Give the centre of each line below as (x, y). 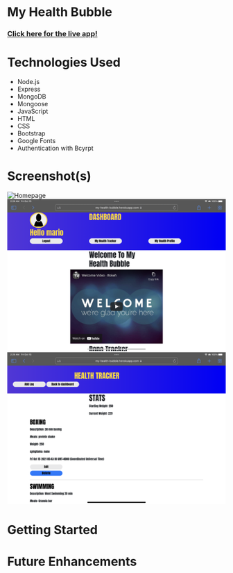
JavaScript (33, 111)
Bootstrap (31, 133)
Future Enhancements (72, 562)
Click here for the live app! (52, 34)
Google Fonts (36, 141)
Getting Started (53, 530)
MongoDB (32, 97)
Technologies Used (64, 63)
